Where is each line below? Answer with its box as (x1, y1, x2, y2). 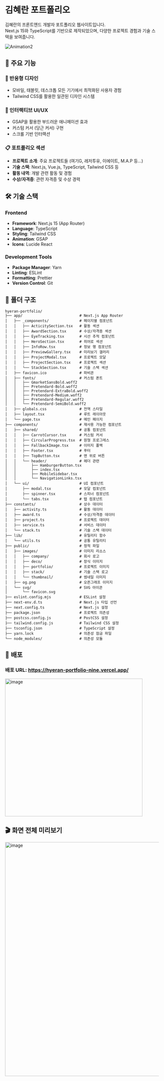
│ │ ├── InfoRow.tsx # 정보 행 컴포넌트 (5, 344, 112, 349)
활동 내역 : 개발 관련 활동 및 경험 (12, 170, 72, 176)
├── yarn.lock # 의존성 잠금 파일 (5, 631, 112, 636)
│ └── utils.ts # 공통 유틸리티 (5, 539, 106, 543)
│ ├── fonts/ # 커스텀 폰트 (5, 376, 103, 381)
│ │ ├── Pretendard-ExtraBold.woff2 (5, 389, 89, 393)
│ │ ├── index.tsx (5, 467, 60, 472)
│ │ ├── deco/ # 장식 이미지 (5, 559, 103, 564)
